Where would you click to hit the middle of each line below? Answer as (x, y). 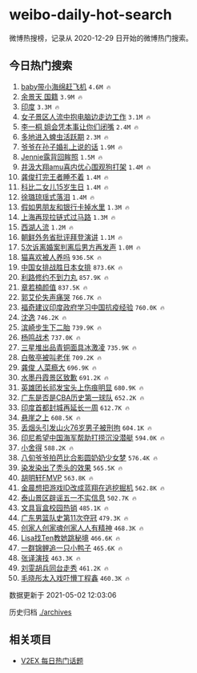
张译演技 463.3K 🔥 (50, 557)
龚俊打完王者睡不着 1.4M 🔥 (64, 176)
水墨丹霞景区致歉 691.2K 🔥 (64, 377)
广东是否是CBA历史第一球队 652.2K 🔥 (82, 397)
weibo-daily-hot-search (90, 15)
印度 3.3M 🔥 (40, 107)
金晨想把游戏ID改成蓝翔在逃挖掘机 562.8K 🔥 (92, 488)
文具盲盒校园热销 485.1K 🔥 (64, 508)
